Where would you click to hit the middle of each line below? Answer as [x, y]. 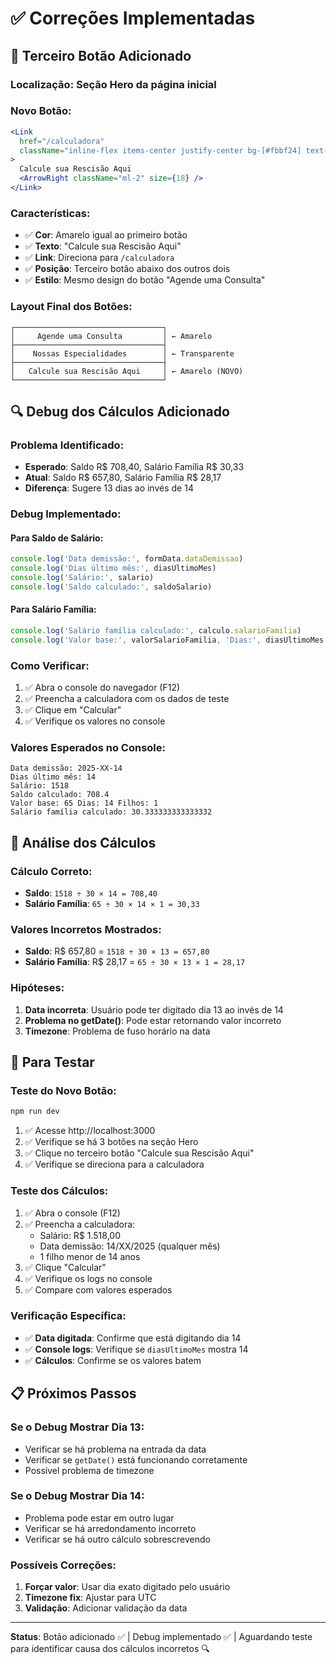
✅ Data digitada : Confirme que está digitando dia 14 [133, 1338]
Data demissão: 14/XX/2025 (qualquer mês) [130, 1246]
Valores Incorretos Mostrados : [86, 929]
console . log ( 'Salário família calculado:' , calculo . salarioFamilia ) [156, 631]
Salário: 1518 [40, 786]
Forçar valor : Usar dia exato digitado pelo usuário [127, 1587]
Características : [50, 213]
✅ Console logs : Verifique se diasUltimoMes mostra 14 [136, 1349]
